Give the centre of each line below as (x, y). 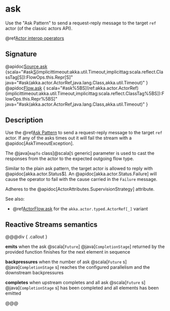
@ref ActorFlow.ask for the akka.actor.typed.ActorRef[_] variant (80, 208)
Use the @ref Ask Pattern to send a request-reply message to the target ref (84, 132)
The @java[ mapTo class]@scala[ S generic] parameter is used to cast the (80, 153)
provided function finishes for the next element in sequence (68, 252)
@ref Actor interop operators (35, 38)
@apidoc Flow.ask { (25, 88)
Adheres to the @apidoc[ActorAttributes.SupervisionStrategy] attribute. (80, 189)
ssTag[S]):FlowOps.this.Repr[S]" (39, 77)
